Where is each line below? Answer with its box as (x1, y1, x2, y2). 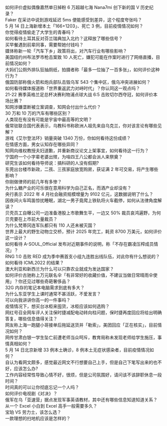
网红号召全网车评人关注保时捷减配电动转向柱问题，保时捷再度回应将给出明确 (5, 309, 162, 315)
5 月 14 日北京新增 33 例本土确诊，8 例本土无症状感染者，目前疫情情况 (5, 347, 150, 353)
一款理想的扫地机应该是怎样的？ (5, 416, 71, 421)
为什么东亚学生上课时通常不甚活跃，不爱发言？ (5, 291, 101, 296)
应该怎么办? (13, 366, 38, 371)
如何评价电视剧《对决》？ (5, 391, 58, 396)
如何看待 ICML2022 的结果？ (5, 260, 64, 266)
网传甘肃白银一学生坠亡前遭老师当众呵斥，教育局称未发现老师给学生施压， (5, 334, 158, 340)
